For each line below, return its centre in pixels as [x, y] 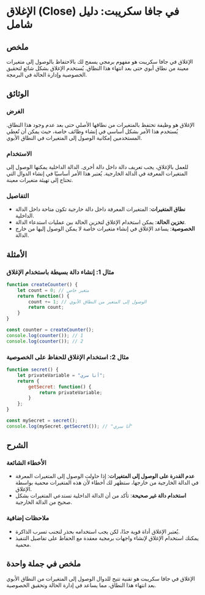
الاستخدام [19, 153]
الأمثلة [17, 255]
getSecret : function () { [60, 387]
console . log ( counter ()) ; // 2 [45, 341]
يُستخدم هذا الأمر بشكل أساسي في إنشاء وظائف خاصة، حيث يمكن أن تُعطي [92, 131]
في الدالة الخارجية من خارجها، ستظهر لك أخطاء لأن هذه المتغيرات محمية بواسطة [107, 483]
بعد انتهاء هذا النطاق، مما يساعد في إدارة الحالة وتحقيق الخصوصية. [81, 585]
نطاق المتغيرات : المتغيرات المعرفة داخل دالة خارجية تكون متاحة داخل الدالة [100, 209]
